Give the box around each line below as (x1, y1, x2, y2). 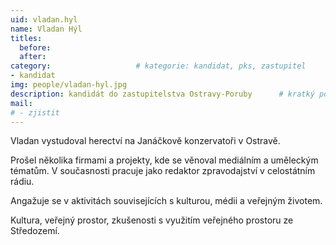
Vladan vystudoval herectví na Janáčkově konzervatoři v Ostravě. (10, 135, 281, 147)
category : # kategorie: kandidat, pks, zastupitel (10, 61, 307, 71)
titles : (10, 33, 43, 43)
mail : (10, 98, 33, 108)
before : (19, 42, 52, 53)
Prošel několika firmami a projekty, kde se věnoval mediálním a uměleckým (10, 154, 319, 166)
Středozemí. (10, 225, 60, 237)
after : (19, 52, 47, 62)
